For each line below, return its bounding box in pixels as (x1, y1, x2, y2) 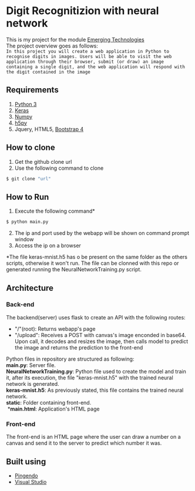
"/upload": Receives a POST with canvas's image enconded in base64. (14, 331, 186, 338)
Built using (6, 456, 46, 466)
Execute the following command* (14, 207, 95, 215)
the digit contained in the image (6, 69, 91, 75)
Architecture (6, 283, 54, 293)
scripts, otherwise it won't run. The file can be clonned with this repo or (6, 260, 179, 267)
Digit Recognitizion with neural (6, 4, 159, 18)
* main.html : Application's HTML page (7, 405, 100, 412)
